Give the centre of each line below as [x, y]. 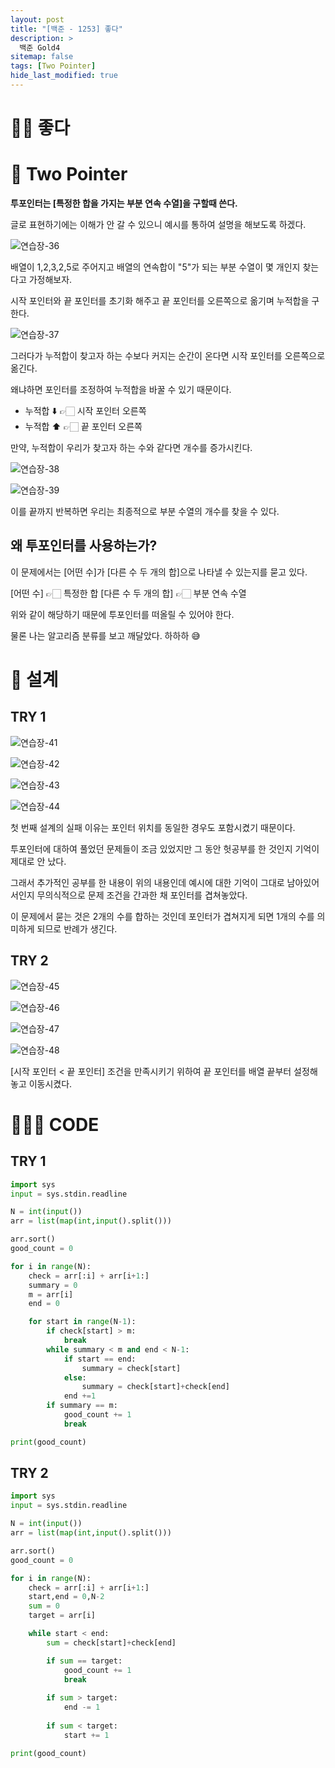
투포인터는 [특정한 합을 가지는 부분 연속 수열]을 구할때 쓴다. [124, 203]
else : [75, 1377]
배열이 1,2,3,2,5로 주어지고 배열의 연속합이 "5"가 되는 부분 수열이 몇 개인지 [155, 267]
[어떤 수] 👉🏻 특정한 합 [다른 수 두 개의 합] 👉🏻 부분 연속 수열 [128, 593]
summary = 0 [53, 1285]
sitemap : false [42, 57]
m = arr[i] [51, 1294]
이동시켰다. [50, 1083]
